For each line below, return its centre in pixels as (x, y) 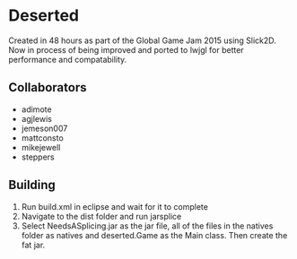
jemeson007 (44, 128)
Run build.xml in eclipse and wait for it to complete (114, 206)
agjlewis (37, 118)
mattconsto (42, 138)
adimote (36, 109)
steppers (38, 157)
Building (32, 185)
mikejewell (41, 147)
